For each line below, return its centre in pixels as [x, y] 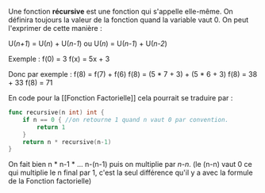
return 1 [51, 127]
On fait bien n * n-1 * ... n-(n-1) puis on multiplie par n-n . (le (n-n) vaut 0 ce [130, 165]
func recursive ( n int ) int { [56, 112]
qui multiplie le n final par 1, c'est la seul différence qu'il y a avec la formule [131, 172]
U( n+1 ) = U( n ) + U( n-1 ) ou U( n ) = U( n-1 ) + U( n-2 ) [88, 44]
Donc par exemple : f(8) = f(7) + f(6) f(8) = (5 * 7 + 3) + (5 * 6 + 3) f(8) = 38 [133, 74]
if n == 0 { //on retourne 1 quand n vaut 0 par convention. [125, 119]
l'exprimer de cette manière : [55, 28]
